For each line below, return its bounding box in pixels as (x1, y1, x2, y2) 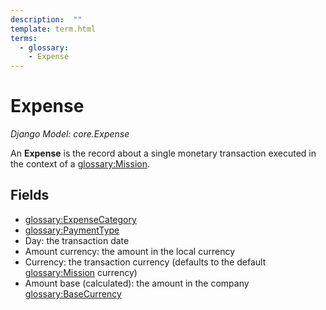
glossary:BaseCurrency (24, 287, 122, 300)
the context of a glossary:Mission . (10, 158, 150, 170)
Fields (10, 187, 50, 204)
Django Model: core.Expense (10, 128, 130, 140)
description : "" (10, 14, 83, 25)
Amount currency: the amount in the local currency (24, 245, 236, 257)
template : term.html (10, 24, 97, 34)
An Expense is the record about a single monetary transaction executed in (10, 147, 317, 160)
